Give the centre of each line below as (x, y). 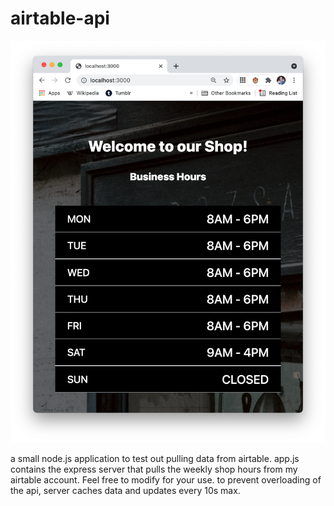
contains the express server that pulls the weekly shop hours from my (154, 469)
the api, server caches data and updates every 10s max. (125, 490)
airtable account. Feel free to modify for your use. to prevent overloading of (166, 479)
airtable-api (60, 18)
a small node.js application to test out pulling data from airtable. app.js (155, 458)
